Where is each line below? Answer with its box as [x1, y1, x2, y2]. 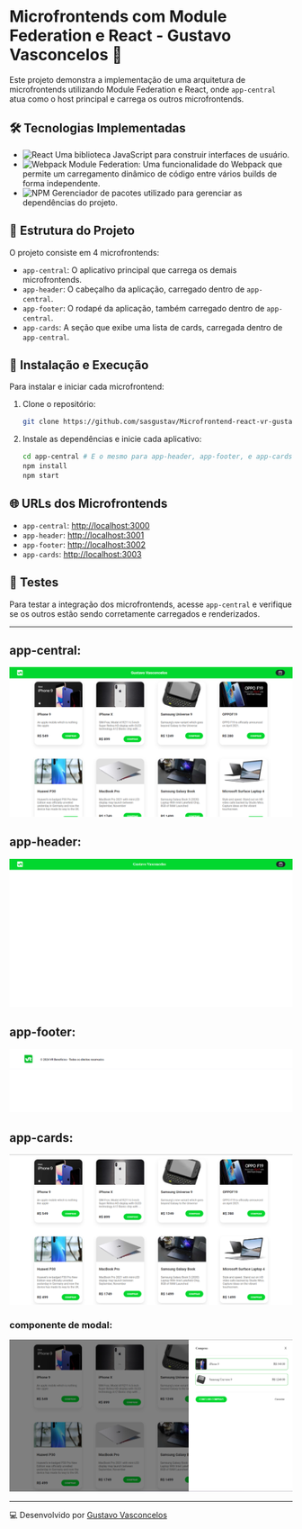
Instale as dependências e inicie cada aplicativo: [22, 434, 202, 445]
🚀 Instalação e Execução [9, 357, 149, 373]
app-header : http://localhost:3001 [22, 529, 145, 540]
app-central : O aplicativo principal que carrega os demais [22, 264, 237, 276]
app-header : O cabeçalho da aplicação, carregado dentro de [22, 284, 245, 294]
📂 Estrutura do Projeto [9, 223, 135, 239]
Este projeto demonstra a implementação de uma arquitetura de [9, 74, 245, 85]
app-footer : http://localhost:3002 [22, 538, 147, 550]
